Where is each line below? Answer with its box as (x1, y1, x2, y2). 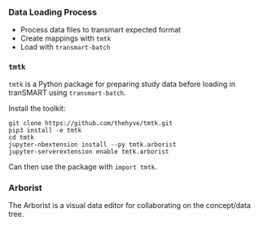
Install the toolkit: (8, 103, 66, 113)
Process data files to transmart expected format (20, 25, 182, 35)
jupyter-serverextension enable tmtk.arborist (8, 147, 169, 156)
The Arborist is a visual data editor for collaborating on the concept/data (8, 200, 251, 210)
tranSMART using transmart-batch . (8, 88, 126, 97)
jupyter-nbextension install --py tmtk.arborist (8, 141, 177, 149)
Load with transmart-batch (20, 42, 111, 52)
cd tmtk (8, 133, 35, 141)
